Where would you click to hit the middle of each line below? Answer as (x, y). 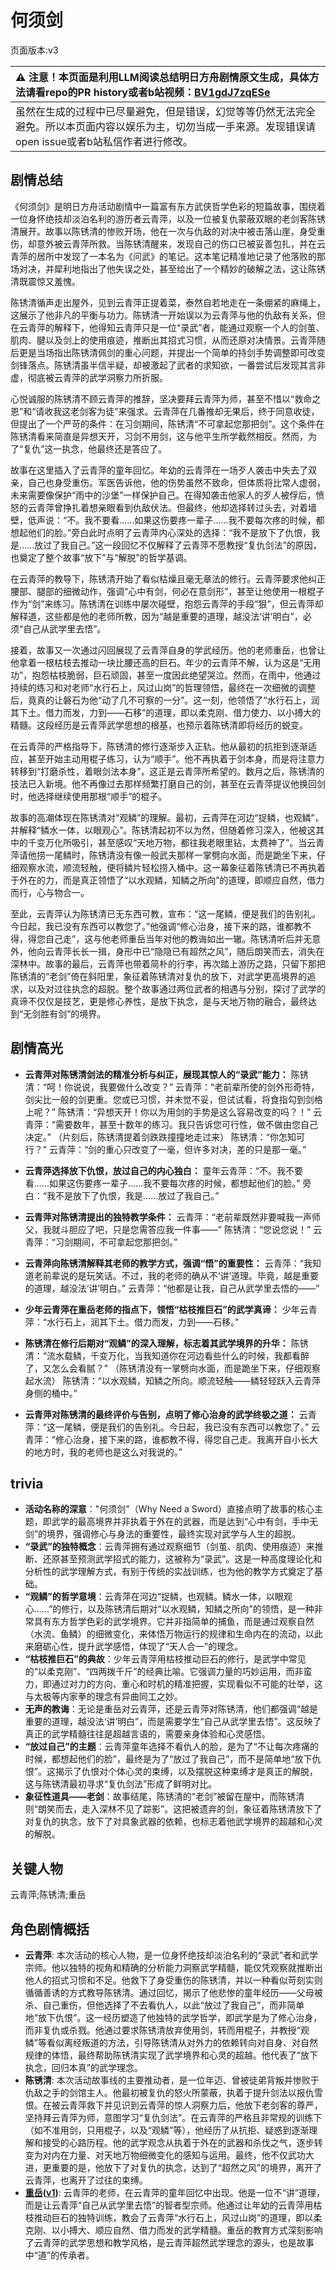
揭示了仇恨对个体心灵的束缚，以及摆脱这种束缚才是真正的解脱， (186, 1772)
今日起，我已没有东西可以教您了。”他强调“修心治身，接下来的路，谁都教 (156, 926)
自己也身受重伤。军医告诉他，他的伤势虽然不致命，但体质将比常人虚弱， (176, 482)
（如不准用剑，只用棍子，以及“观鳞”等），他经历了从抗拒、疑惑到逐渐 (167, 2130)
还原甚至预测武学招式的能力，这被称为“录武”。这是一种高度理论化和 (182, 1559)
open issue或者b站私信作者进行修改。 (104, 141)
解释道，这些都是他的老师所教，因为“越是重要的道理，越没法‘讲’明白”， (156, 616)
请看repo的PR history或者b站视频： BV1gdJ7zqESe (148, 92)
